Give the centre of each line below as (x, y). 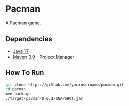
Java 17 (21, 51)
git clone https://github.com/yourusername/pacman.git (65, 85)
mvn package (18, 94)
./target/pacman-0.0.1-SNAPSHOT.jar (44, 99)
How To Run (25, 73)
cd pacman (16, 89)
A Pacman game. (23, 23)
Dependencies (29, 39)
